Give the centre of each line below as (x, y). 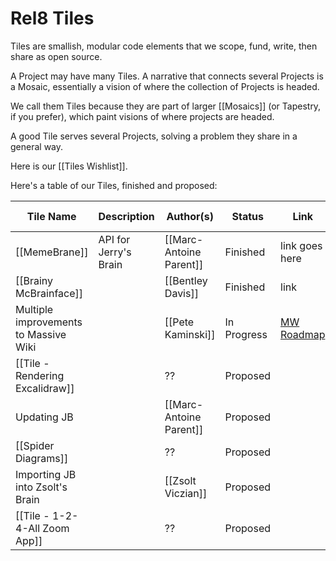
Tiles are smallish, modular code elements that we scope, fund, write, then (164, 46)
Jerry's (115, 252)
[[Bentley (186, 280)
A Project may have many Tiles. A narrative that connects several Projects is (167, 76)
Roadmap (303, 334)
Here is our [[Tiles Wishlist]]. (69, 166)
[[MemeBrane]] (52, 252)
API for (114, 239)
